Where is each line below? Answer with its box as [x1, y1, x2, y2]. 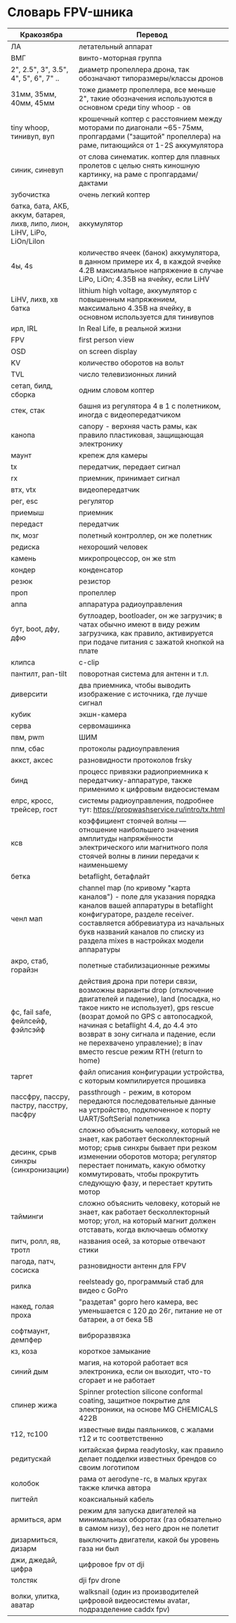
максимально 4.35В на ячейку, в [78, 303, 192, 313]
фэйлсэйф [11, 1025, 46, 1035]
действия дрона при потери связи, [78, 976, 198, 986]
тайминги [11, 1211, 44, 1221]
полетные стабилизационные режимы [78, 960, 211, 970]
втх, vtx [11, 484, 37, 494]
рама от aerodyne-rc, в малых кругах [78, 1474, 207, 1483]
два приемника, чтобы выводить [78, 680, 191, 690]
